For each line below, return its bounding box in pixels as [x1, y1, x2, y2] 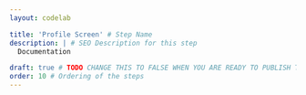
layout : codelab [9, 13, 71, 23]
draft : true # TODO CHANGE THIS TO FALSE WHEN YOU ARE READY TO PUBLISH [9, 63, 291, 73]
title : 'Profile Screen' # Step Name [9, 29, 153, 39]
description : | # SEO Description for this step [9, 38, 198, 47]
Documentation [17, 47, 71, 56]
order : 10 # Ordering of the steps [9, 72, 145, 81]
